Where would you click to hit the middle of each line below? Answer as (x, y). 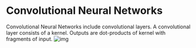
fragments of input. (29, 39)
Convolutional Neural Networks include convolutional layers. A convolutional (98, 27)
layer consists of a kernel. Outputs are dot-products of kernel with (86, 32)
